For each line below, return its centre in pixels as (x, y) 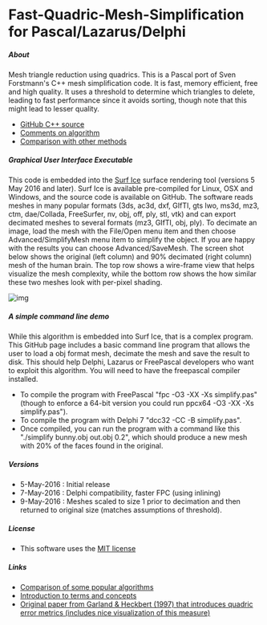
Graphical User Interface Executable (71, 160)
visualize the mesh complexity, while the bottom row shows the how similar (132, 274)
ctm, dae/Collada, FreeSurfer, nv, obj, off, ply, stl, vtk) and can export (122, 214)
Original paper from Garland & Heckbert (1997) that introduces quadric (137, 604)
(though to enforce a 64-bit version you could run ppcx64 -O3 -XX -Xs (137, 404)
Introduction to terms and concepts (78, 596)
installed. (23, 379)
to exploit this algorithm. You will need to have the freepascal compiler (124, 371)
